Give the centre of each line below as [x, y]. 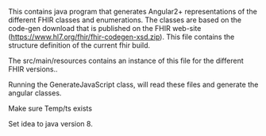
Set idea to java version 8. [50, 124]
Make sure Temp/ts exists [50, 108]
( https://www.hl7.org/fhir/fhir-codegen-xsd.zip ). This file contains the [121, 37]
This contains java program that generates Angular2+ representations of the [133, 12]
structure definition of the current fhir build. [79, 45]
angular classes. [35, 93]
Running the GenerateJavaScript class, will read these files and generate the [133, 84]
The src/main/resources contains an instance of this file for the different [126, 60]
